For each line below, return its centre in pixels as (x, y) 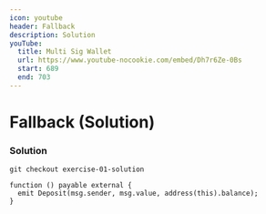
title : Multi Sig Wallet (65, 52)
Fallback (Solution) (82, 122)
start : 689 (38, 69)
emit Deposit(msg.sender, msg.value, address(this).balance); (138, 194)
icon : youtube (36, 18)
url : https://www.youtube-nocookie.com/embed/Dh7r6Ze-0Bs (130, 60)
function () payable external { (71, 186)
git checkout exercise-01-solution (77, 169)
